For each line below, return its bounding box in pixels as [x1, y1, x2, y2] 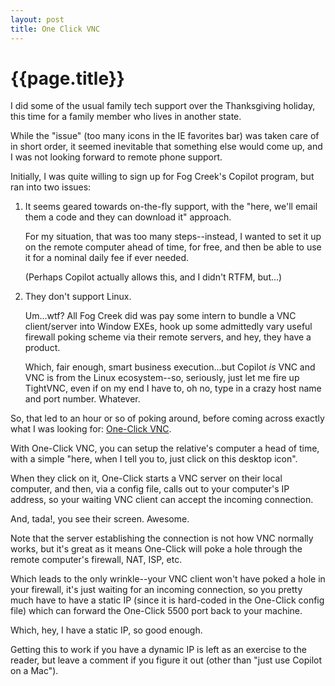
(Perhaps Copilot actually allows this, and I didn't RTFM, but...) [24, 271, 283, 283]
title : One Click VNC [10, 24, 101, 34]
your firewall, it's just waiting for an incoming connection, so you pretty [10, 584, 303, 596]
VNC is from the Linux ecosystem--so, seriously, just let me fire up [24, 372, 300, 384]
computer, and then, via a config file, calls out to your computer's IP [10, 483, 290, 495]
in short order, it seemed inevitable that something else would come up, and [10, 141, 323, 153]
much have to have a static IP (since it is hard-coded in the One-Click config [10, 594, 325, 606]
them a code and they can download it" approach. [24, 211, 232, 223]
